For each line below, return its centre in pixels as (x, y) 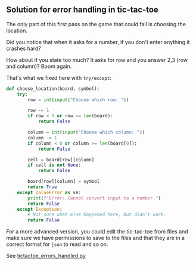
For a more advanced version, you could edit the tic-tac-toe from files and (97, 232)
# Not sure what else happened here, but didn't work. (97, 215)
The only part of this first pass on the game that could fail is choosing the (96, 24)
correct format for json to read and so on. (57, 244)
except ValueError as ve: (49, 192)
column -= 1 (43, 138)
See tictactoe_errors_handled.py (46, 256)
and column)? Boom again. (39, 66)
